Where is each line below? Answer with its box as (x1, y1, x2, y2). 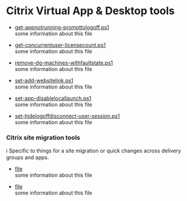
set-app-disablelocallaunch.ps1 (14, 95, 92, 102)
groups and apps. (6, 154, 49, 161)
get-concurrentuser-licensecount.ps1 (14, 41, 106, 48)
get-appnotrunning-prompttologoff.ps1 (14, 24, 109, 31)
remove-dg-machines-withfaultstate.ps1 (14, 59, 114, 66)
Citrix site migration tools (6, 133, 80, 141)
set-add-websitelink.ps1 (14, 77, 74, 84)
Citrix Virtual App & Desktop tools (6, 4, 175, 18)
